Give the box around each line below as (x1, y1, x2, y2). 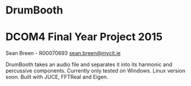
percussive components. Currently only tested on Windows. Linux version (5, 67, 186, 74)
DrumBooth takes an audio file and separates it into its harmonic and (5, 61, 173, 68)
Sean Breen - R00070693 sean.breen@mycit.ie (5, 50, 121, 57)
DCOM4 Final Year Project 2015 (5, 30, 163, 44)
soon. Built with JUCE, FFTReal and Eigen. (5, 74, 109, 81)
